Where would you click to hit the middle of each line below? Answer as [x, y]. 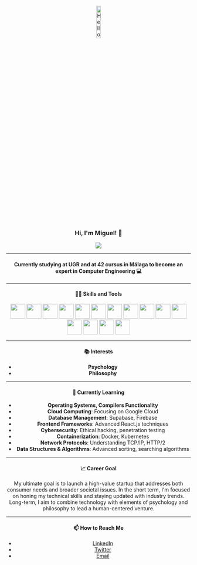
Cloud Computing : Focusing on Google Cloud [103, 412]
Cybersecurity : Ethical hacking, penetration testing [103, 430]
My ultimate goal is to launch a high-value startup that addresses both [98, 484]
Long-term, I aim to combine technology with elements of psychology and [98, 502]
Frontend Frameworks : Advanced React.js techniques [103, 424]
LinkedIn [103, 543]
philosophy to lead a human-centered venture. [98, 509]
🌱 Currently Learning [98, 392]
